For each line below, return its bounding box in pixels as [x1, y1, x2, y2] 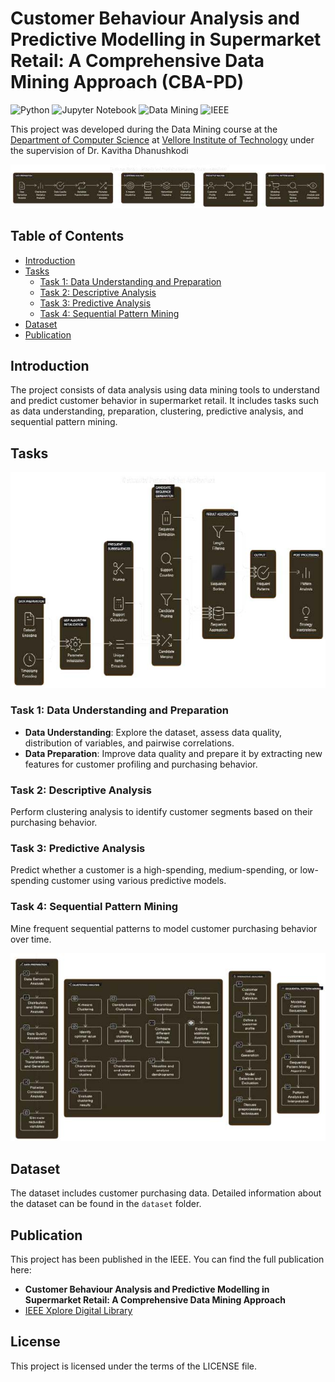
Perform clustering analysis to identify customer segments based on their [10, 806, 313, 818]
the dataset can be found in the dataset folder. [10, 1198, 202, 1210]
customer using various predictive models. [51, 875, 227, 887]
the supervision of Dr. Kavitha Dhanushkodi [10, 144, 189, 156]
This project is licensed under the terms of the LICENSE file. [10, 1360, 258, 1372]
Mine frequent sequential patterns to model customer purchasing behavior [10, 922, 318, 934]
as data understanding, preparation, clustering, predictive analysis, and [10, 405, 304, 417]
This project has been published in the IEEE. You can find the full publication [10, 1253, 325, 1266]
